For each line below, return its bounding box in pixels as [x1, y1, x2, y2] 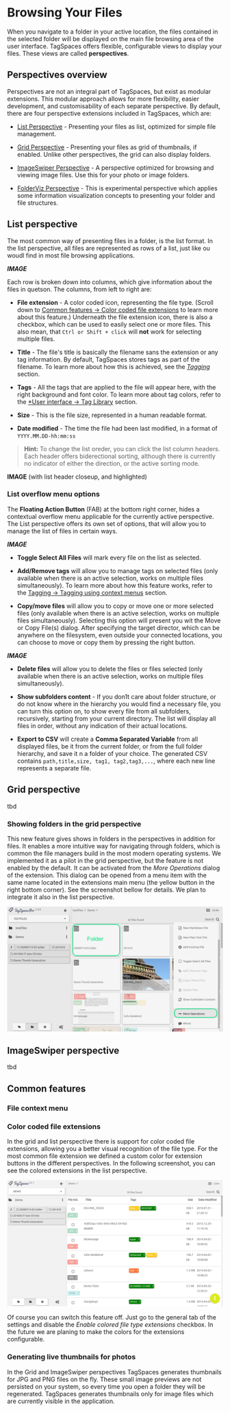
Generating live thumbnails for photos [7, 1352, 136, 1362]
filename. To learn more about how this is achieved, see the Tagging [16, 362, 210, 370]
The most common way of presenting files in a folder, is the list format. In [7, 236, 214, 244]
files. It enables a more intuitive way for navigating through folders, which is [7, 842, 220, 850]
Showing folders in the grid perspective [7, 819, 142, 829]
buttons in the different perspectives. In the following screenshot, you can [7, 1159, 216, 1168]
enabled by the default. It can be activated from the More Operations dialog [7, 863, 220, 872]
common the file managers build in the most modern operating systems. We [7, 849, 221, 857]
